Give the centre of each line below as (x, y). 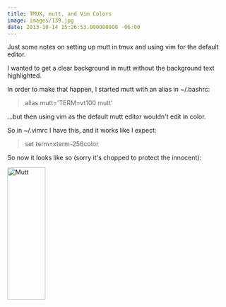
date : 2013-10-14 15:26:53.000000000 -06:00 (74, 27)
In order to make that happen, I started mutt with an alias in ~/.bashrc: (109, 90)
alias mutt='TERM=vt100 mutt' (69, 103)
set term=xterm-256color (61, 144)
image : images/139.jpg (41, 20)
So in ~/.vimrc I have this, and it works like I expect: (82, 131)
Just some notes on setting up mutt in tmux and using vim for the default (113, 47)
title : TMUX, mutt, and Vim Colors (60, 14)
